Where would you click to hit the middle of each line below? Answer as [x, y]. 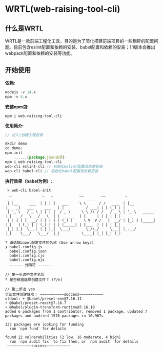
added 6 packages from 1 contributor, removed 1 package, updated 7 [76, 311]
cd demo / [14, 148]
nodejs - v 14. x [20, 92]
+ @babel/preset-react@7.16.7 [36, 303]
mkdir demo [16, 144]
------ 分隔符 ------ [30, 265]
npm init [14, 153]
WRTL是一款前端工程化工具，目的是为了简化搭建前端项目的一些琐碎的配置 [80, 41]
